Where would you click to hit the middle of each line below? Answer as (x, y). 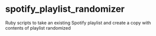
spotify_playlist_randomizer (65, 9)
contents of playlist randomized (38, 28)
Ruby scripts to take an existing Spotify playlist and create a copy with (78, 23)
